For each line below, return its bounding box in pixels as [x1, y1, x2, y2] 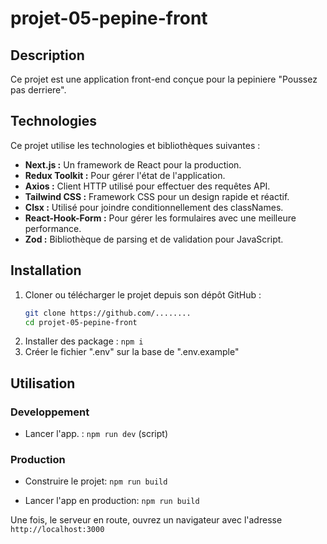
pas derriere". [10, 84, 67, 96]
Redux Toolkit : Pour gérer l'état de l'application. [24, 169, 226, 181]
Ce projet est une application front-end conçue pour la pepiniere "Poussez [10, 73, 318, 85]
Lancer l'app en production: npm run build [24, 495, 200, 507]
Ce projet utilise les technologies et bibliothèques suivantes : [10, 139, 261, 151]
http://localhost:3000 [10, 525, 105, 535]
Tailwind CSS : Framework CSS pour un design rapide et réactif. [24, 190, 290, 202]
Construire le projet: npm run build [24, 475, 168, 487]
